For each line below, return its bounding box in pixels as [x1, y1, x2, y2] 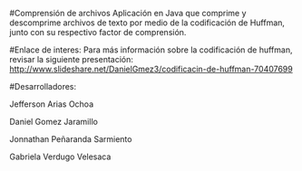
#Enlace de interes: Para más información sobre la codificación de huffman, [9, 44, 293, 55]
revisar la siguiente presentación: [9, 54, 134, 64]
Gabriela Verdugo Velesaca [9, 151, 112, 162]
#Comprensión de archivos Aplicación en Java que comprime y [9, 8, 247, 18]
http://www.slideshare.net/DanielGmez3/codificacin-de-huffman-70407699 [9, 63, 293, 74]
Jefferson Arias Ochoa [9, 99, 94, 109]
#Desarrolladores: [9, 81, 77, 91]
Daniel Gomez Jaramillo [9, 117, 98, 127]
